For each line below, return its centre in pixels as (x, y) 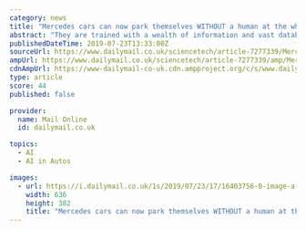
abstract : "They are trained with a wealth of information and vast (142, 35)
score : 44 (28, 86)
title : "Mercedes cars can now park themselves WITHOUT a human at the (148, 26)
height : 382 (48, 203)
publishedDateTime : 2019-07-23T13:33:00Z (89, 43)
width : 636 (46, 194)
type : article (36, 78)
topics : (24, 144)
